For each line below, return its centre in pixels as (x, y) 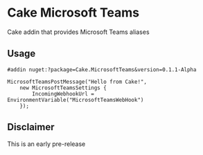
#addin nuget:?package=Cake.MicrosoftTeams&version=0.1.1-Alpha (102, 70)
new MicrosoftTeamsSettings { (63, 88)
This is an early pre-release (46, 144)
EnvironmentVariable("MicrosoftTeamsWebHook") (76, 100)
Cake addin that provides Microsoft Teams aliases (79, 32)
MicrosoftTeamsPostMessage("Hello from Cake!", (77, 82)
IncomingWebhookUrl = (63, 94)
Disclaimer (31, 127)
